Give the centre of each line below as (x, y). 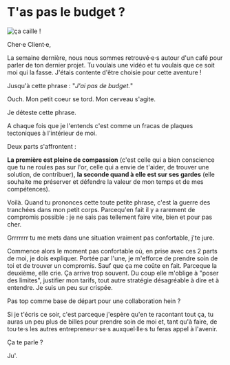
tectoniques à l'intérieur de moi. (52, 133)
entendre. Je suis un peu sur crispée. (60, 287)
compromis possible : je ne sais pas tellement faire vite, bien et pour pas (109, 217)
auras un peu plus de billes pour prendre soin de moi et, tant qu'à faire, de (112, 322)
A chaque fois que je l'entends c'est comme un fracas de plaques (100, 125)
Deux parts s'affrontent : (42, 146)
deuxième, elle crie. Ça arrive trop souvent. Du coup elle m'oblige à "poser (113, 273)
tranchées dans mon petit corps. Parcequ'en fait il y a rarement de (101, 209)
